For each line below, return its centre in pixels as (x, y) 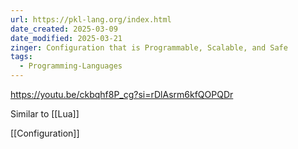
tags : (21, 57)
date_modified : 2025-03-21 (66, 38)
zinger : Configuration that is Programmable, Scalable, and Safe (149, 47)
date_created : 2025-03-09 (64, 29)
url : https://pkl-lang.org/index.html (91, 19)
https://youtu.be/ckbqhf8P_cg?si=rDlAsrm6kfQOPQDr (122, 94)
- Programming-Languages (71, 66)
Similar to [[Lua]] (45, 114)
